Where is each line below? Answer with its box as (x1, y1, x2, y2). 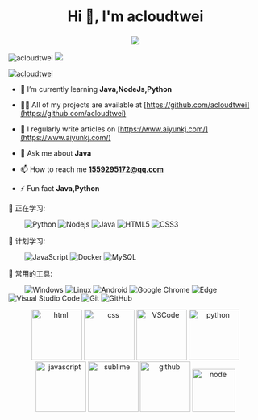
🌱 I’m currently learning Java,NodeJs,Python (19, 85, 172, 94)
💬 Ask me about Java (19, 148, 92, 158)
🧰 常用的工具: (8, 269, 53, 279)
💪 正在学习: (8, 203, 46, 213)
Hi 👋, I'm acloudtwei (67, 7, 204, 26)
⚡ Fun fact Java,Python (19, 184, 100, 193)
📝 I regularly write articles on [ (19, 124, 121, 134)
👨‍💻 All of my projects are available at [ (19, 100, 147, 110)
